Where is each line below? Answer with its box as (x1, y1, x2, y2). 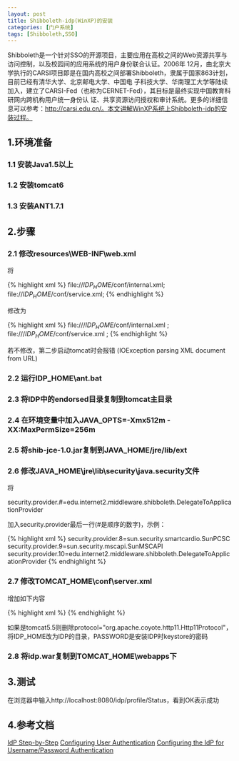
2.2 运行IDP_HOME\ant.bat (7, 373, 102, 383)
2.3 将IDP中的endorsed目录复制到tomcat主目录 (7, 394, 173, 404)
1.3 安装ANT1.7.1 (7, 201, 64, 211)
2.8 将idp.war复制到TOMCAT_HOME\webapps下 (7, 651, 177, 661)
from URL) (7, 354, 38, 363)
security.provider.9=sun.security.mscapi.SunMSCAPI (7, 542, 163, 550)
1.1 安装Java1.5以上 (7, 159, 73, 169)
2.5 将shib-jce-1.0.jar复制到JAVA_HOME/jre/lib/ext (7, 445, 188, 455)
